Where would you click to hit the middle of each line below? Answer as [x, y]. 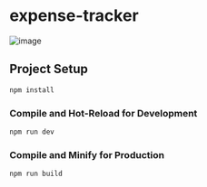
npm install [32, 90]
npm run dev [32, 132]
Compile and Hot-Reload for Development [103, 113]
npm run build [36, 174]
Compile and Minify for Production [87, 154]
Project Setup [49, 69]
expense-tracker [74, 16]
